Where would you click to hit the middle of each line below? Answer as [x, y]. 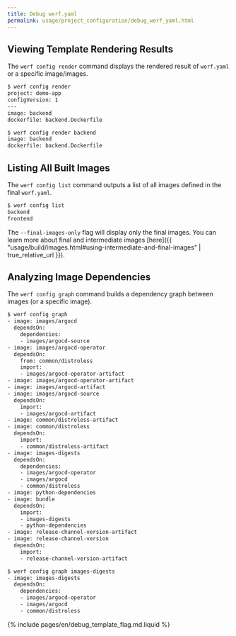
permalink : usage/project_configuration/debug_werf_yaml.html [101, 21]
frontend [20, 218]
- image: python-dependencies [52, 493]
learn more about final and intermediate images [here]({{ [90, 240]
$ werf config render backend [52, 133]
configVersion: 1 [33, 100]
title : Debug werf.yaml [42, 14]
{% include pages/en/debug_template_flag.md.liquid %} [89, 624]
